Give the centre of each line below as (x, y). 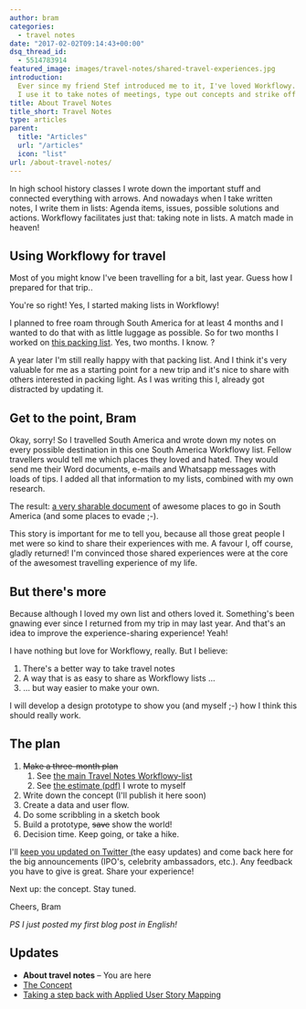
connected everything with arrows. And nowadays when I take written (141, 198)
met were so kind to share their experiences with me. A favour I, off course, (152, 544)
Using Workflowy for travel (88, 255)
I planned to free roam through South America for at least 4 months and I (146, 323)
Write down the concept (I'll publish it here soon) (115, 795)
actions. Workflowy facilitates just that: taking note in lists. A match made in (152, 218)
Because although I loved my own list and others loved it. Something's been (152, 613)
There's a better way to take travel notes (99, 668)
